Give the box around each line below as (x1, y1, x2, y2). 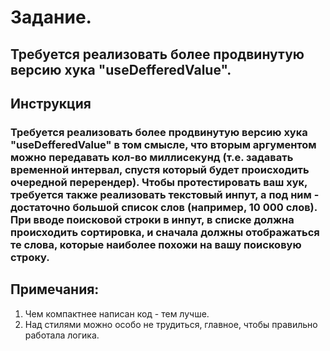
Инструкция (10, 95, 92, 112)
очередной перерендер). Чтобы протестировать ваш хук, (10, 175, 308, 189)
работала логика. (24, 329, 100, 341)
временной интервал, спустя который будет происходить (10, 162, 310, 176)
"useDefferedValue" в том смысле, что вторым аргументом (10, 137, 317, 151)
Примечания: (10, 281, 100, 298)
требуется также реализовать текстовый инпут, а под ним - (10, 187, 320, 201)
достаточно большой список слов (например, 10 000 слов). (10, 200, 318, 214)
